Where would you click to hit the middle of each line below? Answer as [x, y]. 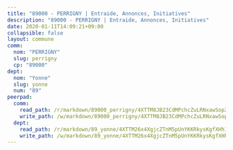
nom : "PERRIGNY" [37, 53]
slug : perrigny [35, 59]
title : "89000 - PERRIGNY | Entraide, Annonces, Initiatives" [99, 13]
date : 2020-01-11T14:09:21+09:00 [55, 26]
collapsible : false [35, 33]
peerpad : [20, 97]
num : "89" [27, 91]
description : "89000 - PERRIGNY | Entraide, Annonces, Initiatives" [108, 20]
